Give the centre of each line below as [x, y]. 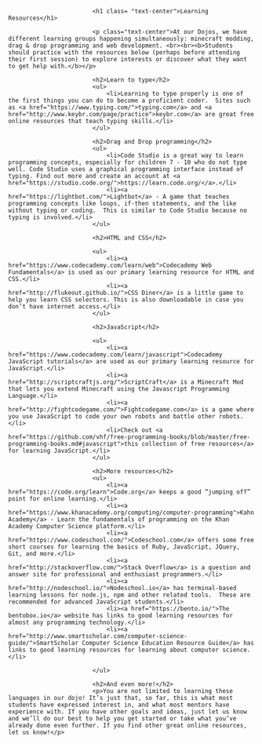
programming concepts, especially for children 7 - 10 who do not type [127, 162]
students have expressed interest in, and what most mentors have [119, 705]
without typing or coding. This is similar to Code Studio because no [127, 210]
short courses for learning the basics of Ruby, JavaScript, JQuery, [124, 547]
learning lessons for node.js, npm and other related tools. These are [129, 595]
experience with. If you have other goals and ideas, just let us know [127, 712]
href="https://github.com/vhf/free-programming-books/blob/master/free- [129, 437]
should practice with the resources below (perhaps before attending [124, 53]
